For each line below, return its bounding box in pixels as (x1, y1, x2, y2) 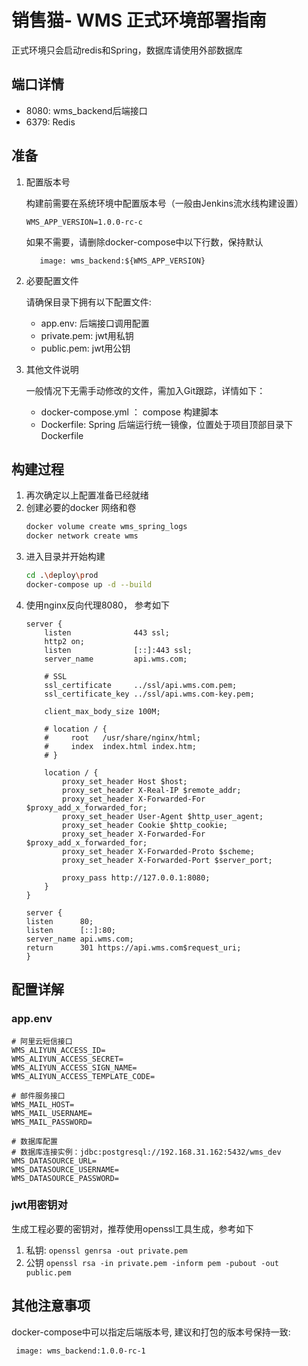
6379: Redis (25, 116, 76, 128)
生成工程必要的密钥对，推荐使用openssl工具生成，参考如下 (11, 1222, 254, 1235)
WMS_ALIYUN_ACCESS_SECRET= (11, 1054, 124, 1064)
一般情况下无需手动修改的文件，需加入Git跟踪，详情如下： (25, 384, 266, 396)
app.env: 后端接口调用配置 (40, 317, 150, 329)
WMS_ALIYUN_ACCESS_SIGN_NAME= (11, 1062, 138, 1073)
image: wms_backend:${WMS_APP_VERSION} (39, 256, 206, 266)
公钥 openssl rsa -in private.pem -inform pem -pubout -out (25, 1256, 279, 1268)
